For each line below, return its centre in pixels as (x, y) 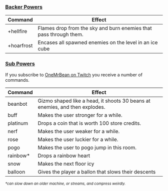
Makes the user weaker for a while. (79, 131)
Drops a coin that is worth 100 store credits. (89, 123)
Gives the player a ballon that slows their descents (97, 172)
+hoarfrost (20, 46)
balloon (16, 172)
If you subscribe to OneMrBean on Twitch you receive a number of (74, 75)
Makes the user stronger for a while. (80, 115)
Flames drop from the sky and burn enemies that (95, 28)
